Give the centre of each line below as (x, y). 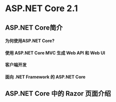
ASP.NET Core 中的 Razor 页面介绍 (58, 93)
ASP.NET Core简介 (34, 27)
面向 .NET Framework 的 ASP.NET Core (45, 77)
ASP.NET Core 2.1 (42, 8)
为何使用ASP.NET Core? (30, 41)
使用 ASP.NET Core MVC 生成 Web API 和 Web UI (55, 53)
